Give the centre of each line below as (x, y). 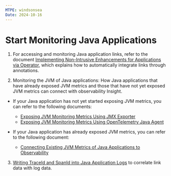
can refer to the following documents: (52, 107)
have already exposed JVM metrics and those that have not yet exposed (89, 86)
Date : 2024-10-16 (24, 15)
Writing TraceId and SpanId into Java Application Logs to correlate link (87, 163)
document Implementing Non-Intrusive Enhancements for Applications (87, 60)
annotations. (26, 71)
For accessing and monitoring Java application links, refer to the (80, 54)
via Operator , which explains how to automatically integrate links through (89, 65)
